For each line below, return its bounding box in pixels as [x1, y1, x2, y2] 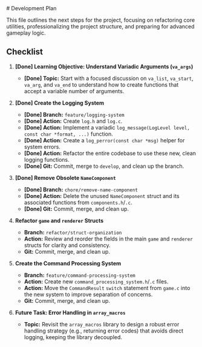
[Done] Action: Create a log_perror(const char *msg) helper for [24, 136, 185, 144]
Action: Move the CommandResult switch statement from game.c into [24, 284, 191, 291]
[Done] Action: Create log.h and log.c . [24, 117, 123, 125]
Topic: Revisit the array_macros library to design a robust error [24, 320, 180, 328]
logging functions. [24, 156, 70, 163]
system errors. [24, 143, 60, 150]
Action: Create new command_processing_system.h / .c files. [24, 277, 169, 285]
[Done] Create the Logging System [15, 99, 105, 107]
